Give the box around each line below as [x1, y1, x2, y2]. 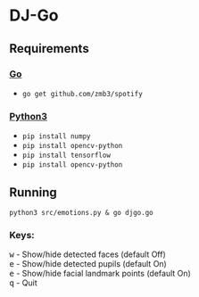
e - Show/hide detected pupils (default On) [9, 259, 167, 269]
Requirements [9, 41, 89, 56]
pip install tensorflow [21, 151, 112, 161]
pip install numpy [21, 132, 91, 141]
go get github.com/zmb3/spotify [21, 89, 143, 98]
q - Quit [9, 277, 37, 288]
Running [9, 185, 58, 200]
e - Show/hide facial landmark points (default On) [9, 268, 192, 279]
